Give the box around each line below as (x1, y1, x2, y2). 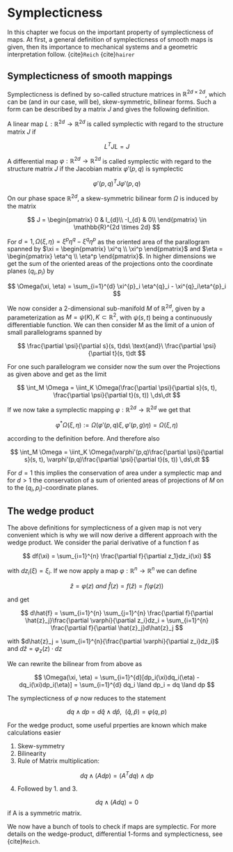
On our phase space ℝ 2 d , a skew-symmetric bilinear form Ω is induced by (7, 193, 218, 203)
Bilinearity (17, 749, 47, 757)
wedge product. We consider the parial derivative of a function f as (7, 538, 200, 547)
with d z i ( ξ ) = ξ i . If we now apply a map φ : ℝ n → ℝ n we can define (7, 565, 198, 576)
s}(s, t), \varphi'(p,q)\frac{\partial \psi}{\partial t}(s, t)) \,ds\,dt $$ (24, 455, 210, 464)
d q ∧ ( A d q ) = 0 (95, 798, 139, 807)
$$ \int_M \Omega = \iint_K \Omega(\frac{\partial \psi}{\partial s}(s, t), (17, 384, 217, 392)
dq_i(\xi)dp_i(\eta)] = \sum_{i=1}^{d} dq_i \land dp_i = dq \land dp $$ (19, 680, 215, 688)
